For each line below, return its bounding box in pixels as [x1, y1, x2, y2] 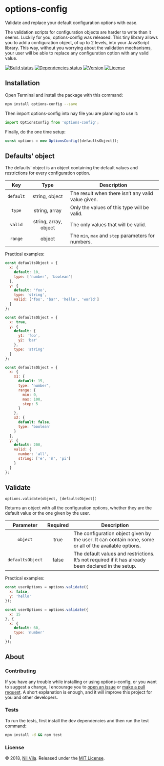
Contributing [5, 667, 36, 674]
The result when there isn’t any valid [70, 190, 153, 197]
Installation [5, 79, 40, 87]
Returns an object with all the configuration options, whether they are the [5, 505, 152, 511]
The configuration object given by [73, 530, 151, 537]
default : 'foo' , [14, 288, 47, 293]
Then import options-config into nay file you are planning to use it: [5, 110, 139, 116]
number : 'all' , [18, 451, 49, 457]
